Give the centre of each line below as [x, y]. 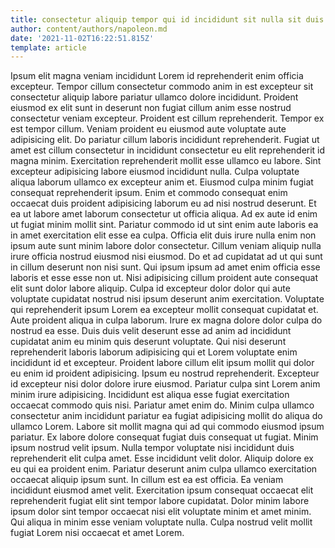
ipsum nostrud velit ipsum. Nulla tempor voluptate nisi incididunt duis [152, 448]
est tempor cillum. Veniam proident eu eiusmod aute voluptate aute [148, 129]
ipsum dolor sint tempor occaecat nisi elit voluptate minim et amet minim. [161, 512]
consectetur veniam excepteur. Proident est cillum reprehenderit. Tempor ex [167, 118]
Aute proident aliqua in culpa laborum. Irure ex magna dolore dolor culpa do [166, 320]
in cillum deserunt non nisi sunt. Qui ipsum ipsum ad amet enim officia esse [165, 267]
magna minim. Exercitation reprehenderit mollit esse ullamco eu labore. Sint [166, 161]
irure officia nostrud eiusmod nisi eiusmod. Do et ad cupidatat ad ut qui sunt [166, 257]
